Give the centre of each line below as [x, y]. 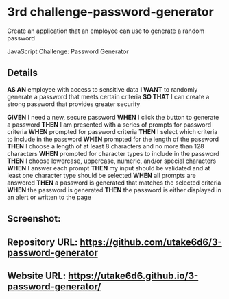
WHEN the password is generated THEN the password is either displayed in [114, 190]
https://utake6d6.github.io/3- [133, 275]
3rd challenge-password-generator [110, 12]
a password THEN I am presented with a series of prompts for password [109, 125]
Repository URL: [43, 242]
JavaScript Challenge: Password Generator [68, 51]
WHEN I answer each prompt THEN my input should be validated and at [109, 168]
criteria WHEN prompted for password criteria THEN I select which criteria [112, 131]
